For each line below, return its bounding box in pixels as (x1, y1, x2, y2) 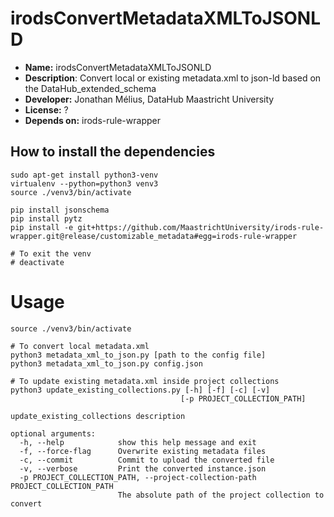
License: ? (24, 103, 69, 116)
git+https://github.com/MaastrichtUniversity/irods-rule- (77, 222, 325, 232)
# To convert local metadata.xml (10, 341, 150, 351)
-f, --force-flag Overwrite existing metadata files (19, 446, 267, 456)
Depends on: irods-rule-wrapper (24, 114, 161, 126)
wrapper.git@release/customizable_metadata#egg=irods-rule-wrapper (10, 231, 298, 241)
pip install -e (10, 222, 74, 232)
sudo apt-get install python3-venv (10, 170, 159, 180)
